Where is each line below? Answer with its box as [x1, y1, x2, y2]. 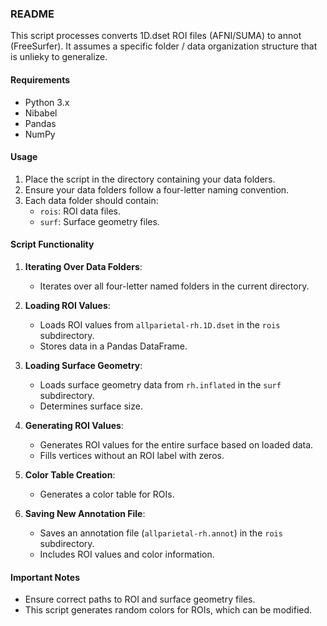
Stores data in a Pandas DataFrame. [39, 340, 188, 352]
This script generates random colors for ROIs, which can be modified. [24, 604, 313, 616]
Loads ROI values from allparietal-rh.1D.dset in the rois [39, 318, 281, 331]
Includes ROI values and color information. [39, 548, 215, 560]
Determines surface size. [39, 400, 143, 412]
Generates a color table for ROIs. [39, 488, 175, 500]
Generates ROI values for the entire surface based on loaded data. [39, 438, 314, 451]
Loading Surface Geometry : [24, 359, 143, 371]
